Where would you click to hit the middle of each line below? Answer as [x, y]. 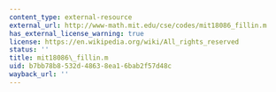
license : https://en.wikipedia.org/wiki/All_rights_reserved [124, 42]
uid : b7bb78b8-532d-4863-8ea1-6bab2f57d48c [91, 67]
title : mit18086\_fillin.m [59, 58]
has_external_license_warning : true [77, 33]
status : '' [29, 50]
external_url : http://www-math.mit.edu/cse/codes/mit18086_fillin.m [138, 25]
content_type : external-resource [71, 17]
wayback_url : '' [39, 74]
